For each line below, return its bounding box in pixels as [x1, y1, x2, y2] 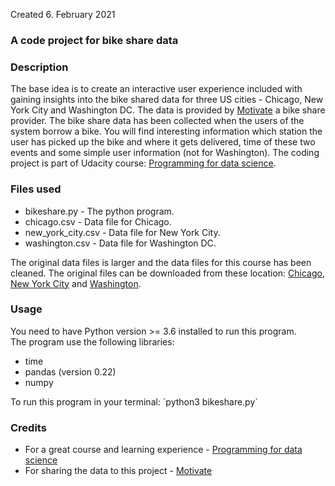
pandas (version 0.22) [24, 365, 117, 378]
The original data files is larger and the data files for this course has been [10, 256, 312, 268]
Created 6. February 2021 [10, 9, 116, 20]
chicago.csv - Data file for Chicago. [24, 215, 172, 228]
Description [10, 60, 69, 74]
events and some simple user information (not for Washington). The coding [10, 147, 320, 159]
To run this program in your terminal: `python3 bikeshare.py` [10, 395, 258, 408]
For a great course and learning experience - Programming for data [24, 444, 303, 456]
